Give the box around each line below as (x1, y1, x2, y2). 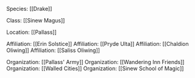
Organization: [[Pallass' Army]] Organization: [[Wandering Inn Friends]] (6, 59, 185, 65)
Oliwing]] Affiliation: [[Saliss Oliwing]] (6, 47, 101, 54)
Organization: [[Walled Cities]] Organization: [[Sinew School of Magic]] (6, 65, 184, 72)
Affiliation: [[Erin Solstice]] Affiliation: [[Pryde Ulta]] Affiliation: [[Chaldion (6, 41, 189, 47)
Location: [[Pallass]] (6, 28, 57, 36)
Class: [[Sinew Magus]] (6, 17, 65, 24)
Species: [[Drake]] (6, 5, 52, 12)
